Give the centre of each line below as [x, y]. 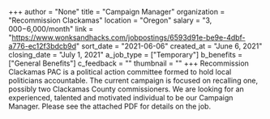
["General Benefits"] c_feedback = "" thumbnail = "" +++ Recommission [129, 63]
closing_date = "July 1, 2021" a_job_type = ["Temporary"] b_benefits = [126, 55]
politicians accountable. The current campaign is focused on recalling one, [133, 81]
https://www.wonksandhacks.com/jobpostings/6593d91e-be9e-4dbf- [129, 37]
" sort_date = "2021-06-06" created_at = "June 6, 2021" [169, 46]
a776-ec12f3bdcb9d [43, 46]
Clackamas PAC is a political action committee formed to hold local [120, 72]
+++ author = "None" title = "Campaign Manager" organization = [117, 12]
